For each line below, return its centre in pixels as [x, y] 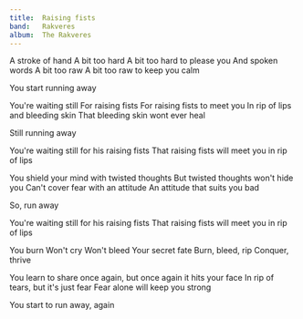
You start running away [53, 88]
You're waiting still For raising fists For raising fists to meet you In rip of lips [151, 106]
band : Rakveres [42, 26]
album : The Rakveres [51, 35]
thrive [21, 260]
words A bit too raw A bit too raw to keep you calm [104, 70]
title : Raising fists [52, 18]
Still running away [43, 133]
